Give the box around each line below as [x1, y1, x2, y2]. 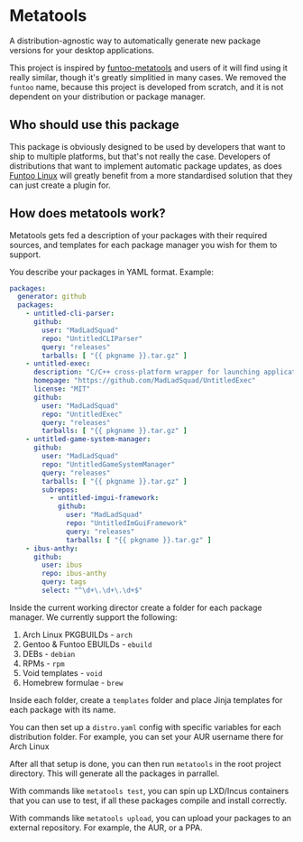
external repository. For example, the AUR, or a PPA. [9, 822, 203, 833]
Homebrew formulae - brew [22, 677, 124, 688]
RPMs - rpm [22, 658, 65, 669]
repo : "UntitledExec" [41, 410, 124, 419]
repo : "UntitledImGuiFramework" [66, 519, 188, 528]
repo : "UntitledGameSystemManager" [41, 459, 176, 469]
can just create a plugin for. [9, 180, 111, 190]
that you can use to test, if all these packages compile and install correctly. [9, 795, 287, 806]
